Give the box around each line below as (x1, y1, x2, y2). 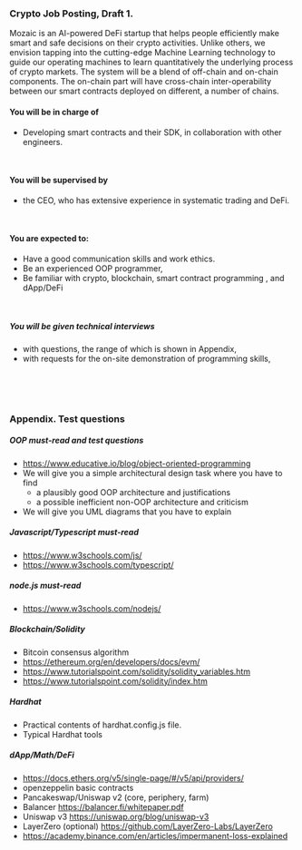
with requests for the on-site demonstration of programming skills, (22, 353, 271, 364)
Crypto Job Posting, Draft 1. (9, 7, 134, 20)
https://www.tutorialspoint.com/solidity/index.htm (22, 675, 209, 687)
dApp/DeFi (22, 282, 63, 293)
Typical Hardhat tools (22, 728, 102, 739)
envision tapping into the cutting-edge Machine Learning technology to (9, 47, 276, 58)
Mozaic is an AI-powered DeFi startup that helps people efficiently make (9, 28, 279, 39)
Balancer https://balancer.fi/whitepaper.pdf (22, 801, 184, 812)
